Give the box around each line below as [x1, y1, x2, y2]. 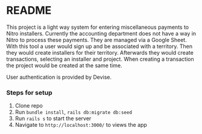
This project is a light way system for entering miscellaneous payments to [6, 23, 189, 31]
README [6, 4, 52, 17]
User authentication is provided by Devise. [6, 73, 112, 81]
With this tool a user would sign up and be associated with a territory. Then [6, 43, 193, 50]
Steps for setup [6, 88, 52, 97]
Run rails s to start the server [14, 115, 92, 122]
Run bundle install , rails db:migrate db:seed [14, 109, 133, 116]
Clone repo [14, 102, 43, 109]
